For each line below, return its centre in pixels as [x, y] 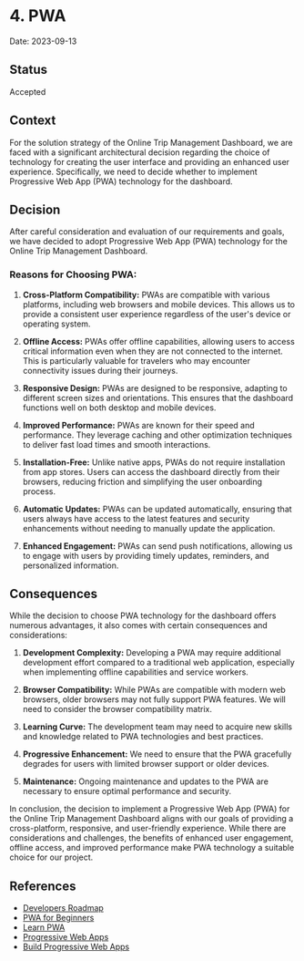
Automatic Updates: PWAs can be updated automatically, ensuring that [157, 509]
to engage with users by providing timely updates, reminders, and [146, 555]
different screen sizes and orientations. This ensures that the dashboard [158, 398]
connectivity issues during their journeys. [100, 370]
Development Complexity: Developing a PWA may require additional [152, 653]
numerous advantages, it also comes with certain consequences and [139, 625]
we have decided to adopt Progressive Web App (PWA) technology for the [149, 242]
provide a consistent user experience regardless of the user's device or [157, 314]
